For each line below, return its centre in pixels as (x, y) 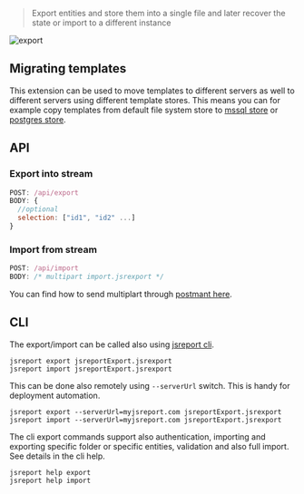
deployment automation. (55, 395)
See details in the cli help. (58, 456)
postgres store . (38, 119)
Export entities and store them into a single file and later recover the (158, 13)
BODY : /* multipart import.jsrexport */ (87, 277)
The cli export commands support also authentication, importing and (137, 436)
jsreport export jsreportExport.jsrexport (91, 361)
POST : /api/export (44, 193)
